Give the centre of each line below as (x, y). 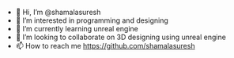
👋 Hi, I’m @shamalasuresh (58, 12)
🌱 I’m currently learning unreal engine (77, 29)
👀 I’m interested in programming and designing (92, 20)
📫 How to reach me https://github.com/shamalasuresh (105, 46)
